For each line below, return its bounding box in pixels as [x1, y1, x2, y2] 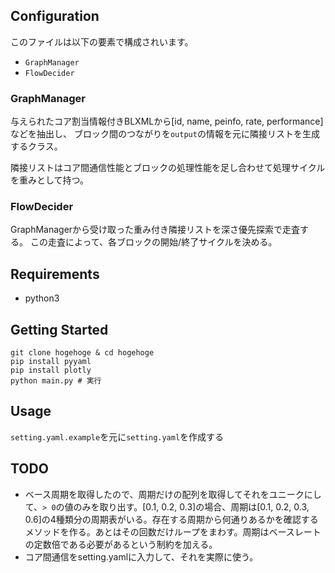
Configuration [10, 8, 100, 25]
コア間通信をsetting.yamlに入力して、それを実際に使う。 [24, 550, 259, 563]
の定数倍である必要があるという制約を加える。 [24, 538, 218, 550]
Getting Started [10, 321, 109, 338]
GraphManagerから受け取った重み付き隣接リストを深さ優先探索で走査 [10, 224, 301, 236]
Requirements [10, 265, 100, 283]
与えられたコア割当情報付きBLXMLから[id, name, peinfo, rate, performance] [10, 115, 324, 128]
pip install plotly [10, 365, 92, 376]
